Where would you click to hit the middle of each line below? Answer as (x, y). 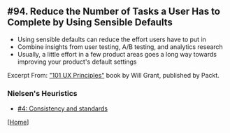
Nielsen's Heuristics (42, 93)
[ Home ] (18, 122)
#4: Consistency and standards (63, 108)
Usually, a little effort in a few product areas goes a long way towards (117, 54)
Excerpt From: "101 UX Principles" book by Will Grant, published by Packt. (114, 75)
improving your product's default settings (77, 62)
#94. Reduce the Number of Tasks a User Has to (114, 12)
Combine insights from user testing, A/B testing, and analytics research (120, 47)
